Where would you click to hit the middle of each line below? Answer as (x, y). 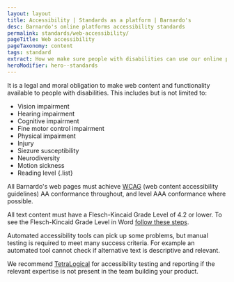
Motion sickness (41, 165)
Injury (25, 143)
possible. (20, 201)
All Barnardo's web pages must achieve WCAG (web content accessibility (113, 186)
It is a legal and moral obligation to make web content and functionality (109, 85)
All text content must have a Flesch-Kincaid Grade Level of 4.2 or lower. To (115, 214)
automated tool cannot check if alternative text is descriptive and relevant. (114, 250)
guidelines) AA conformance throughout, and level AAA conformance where (117, 194)
